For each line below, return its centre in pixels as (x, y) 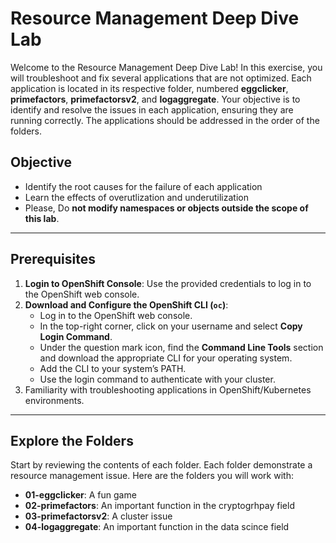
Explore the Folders (72, 440)
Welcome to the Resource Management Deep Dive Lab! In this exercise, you (166, 67)
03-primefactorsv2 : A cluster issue (98, 516)
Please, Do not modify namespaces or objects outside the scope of (166, 208)
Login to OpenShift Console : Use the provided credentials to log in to (168, 283)
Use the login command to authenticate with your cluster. (157, 379)
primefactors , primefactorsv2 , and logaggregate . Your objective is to (155, 99)
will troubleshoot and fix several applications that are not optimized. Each (161, 78)
